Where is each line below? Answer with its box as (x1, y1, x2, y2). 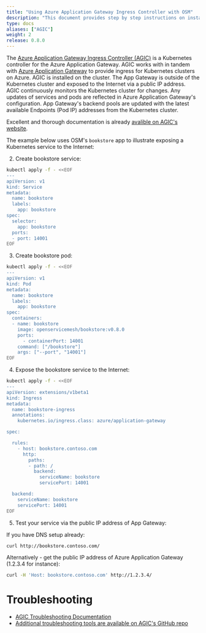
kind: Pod (6, 281, 32, 287)
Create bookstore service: (15, 155, 82, 162)
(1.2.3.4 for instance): (6, 560, 60, 567)
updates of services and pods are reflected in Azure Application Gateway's (6, 93, 196, 100)
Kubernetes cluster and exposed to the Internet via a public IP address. (6, 80, 186, 88)
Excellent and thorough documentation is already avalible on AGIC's (6, 118, 178, 126)
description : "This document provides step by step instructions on (6, 15, 185, 21)
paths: (28, 457, 45, 463)
